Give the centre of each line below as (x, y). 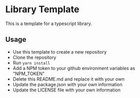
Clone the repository (34, 57)
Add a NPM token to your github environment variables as (74, 68)
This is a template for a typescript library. (49, 23)
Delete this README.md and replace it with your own (68, 79)
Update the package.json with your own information (68, 84)
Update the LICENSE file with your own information (66, 90)
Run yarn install (31, 63)
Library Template (42, 9)
